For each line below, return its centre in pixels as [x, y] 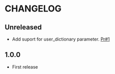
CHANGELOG [33, 9]
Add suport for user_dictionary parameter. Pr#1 [61, 39]
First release [25, 67]
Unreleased [23, 27]
